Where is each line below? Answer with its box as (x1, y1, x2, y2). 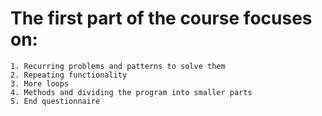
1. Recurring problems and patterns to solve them (10, 61, 226, 71)
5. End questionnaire (10, 96, 101, 106)
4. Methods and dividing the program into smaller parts (10, 87, 253, 97)
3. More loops (10, 78, 70, 89)
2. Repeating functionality (10, 70, 128, 80)
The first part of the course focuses (10, 7, 313, 30)
